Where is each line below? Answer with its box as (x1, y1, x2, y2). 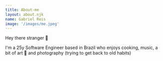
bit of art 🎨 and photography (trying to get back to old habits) (5, 50, 131, 56)
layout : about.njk (5, 12, 44, 17)
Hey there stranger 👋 (5, 35, 49, 41)
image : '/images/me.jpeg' (5, 21, 59, 26)
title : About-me (5, 7, 39, 12)
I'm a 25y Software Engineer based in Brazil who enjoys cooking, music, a (5, 44, 158, 50)
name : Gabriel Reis (5, 16, 46, 21)
